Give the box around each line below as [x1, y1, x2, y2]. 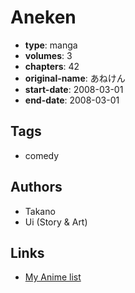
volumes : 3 [24, 49, 73, 61]
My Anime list [24, 271, 82, 283]
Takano [24, 205, 56, 217]
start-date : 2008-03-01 [24, 83, 124, 95]
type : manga [24, 39, 78, 51]
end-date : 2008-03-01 [24, 94, 120, 106]
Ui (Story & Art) [24, 216, 88, 228]
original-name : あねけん [24, 72, 126, 84]
